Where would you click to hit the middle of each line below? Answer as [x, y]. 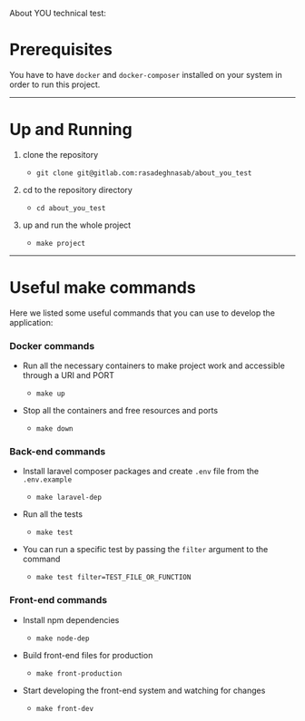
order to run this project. [55, 84]
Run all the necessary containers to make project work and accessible [154, 365]
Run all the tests [53, 514]
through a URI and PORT [69, 375]
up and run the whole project [77, 225]
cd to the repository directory [78, 190]
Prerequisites [61, 50]
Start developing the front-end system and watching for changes [144, 690]
